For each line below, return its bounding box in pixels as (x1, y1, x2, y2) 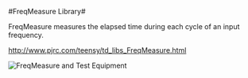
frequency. (8, 31, 44, 39)
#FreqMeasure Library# (8, 7, 86, 16)
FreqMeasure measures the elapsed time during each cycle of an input (8, 22, 240, 31)
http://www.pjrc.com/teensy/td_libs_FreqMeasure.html (8, 46, 187, 54)
